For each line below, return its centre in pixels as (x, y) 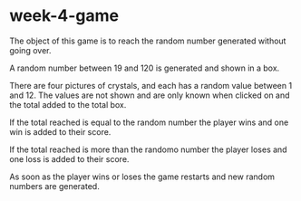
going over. (30, 50)
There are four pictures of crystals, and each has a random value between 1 (151, 85)
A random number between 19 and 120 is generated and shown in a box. (145, 68)
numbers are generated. (54, 186)
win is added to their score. (60, 131)
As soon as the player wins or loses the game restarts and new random (142, 177)
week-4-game (64, 16)
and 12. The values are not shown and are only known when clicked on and (150, 95)
